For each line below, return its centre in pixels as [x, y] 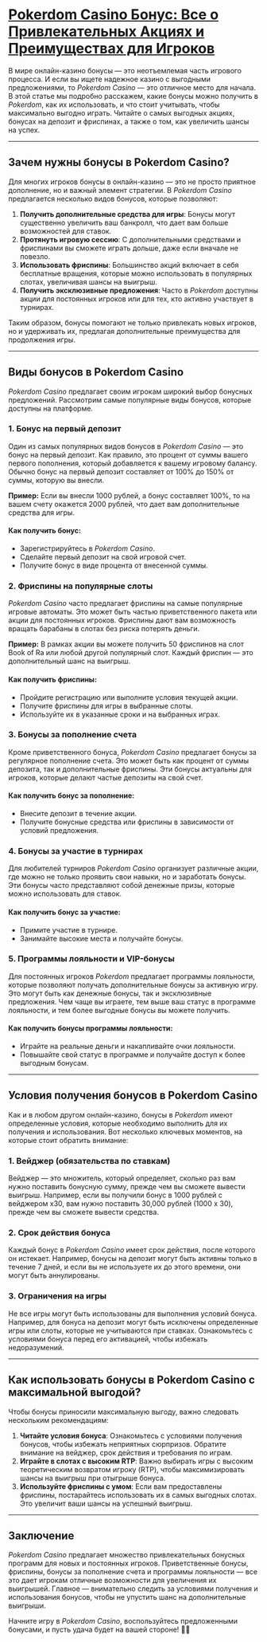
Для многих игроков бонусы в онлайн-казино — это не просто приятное [132, 182]
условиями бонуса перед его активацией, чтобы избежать [108, 1339]
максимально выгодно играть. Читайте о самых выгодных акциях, [122, 112]
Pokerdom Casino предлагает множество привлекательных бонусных [127, 1555]
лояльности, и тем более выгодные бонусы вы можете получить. [119, 1010]
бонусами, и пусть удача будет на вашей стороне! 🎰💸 [99, 1630]
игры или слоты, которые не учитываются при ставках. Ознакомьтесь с [131, 1330]
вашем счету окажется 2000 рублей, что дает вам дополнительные [124, 504]
